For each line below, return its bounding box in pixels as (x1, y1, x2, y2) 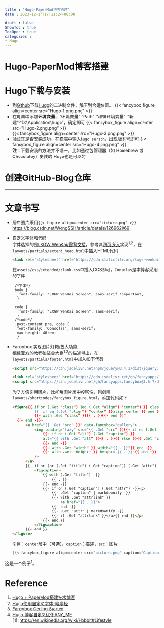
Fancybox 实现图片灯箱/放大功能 (12, 344, 78, 350)
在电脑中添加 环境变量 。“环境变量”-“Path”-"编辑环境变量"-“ (12, 114, 129, 119)
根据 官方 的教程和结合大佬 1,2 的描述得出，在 (12, 349, 99, 356)
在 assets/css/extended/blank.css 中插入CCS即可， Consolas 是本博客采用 (12, 267, 158, 273)
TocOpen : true (5, 30, 36, 35)
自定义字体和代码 (12, 235, 47, 241)
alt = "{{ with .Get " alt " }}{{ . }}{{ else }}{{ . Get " (43, 436, 157, 441)
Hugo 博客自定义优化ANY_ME (12, 611, 72, 617)
